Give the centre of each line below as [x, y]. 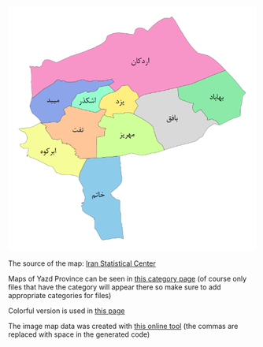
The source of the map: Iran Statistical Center [82, 263]
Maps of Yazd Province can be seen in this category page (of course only [128, 279]
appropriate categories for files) [60, 296]
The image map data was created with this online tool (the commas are [123, 326]
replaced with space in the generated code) [79, 334]
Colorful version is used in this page [67, 311]
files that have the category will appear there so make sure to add [115, 287]
